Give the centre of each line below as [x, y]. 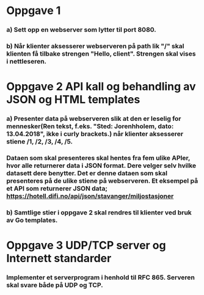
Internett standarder [59, 259]
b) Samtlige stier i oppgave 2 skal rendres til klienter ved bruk [99, 213]
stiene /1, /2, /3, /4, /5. [40, 142]
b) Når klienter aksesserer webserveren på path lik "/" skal [95, 46]
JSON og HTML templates [73, 100]
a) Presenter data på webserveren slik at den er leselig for [94, 118]
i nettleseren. [27, 62]
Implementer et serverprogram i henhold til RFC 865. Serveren [101, 277]
